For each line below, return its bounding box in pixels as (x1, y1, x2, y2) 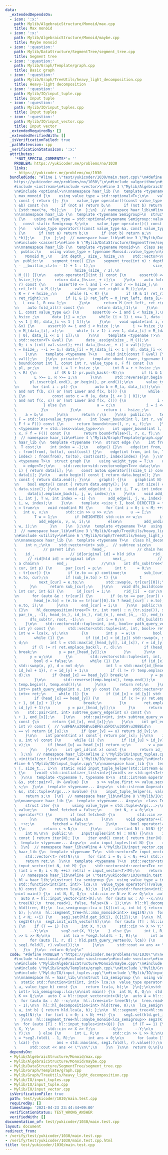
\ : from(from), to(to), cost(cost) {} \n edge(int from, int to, (14, 449, 160, 454)
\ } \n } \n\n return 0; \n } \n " (14, 947, 84, 952)
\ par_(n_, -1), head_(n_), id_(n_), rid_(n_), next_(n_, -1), (14, 612, 149, 617)
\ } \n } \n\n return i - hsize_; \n (14, 407, 149, 413)
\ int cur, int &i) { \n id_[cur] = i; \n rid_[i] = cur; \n (14, 589, 162, 594)
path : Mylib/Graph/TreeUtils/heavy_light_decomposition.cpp (14, 77, 142, 82)
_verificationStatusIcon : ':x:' (9, 147, 77, 152)
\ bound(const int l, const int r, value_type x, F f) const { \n (14, 361, 153, 366)
